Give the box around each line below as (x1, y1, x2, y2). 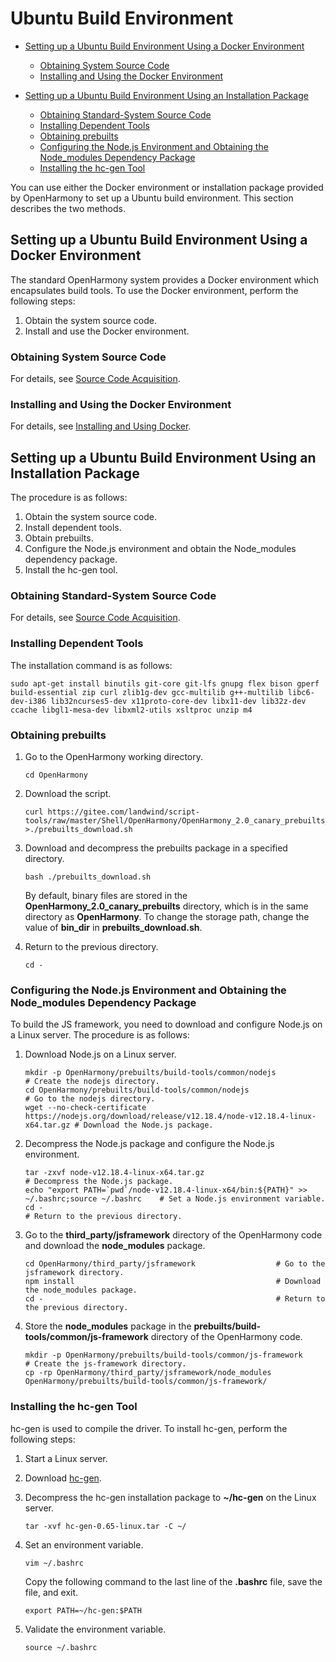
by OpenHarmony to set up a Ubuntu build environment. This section (10, 192, 294, 204)
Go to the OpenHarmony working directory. (24, 751, 204, 763)
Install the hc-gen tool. (24, 564, 118, 576)
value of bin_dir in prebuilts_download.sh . (24, 922, 203, 934)
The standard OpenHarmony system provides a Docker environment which (10, 273, 319, 286)
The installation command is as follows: (10, 659, 173, 671)
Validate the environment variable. (24, 1623, 167, 1635)
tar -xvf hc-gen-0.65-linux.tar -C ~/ (24, 1521, 187, 1531)
